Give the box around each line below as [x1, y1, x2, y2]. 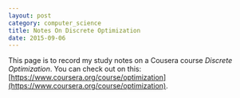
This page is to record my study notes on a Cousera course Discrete [8, 56, 233, 65]
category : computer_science [8, 19, 102, 27]
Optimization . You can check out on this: [8, 65, 142, 74]
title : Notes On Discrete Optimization [8, 26, 141, 34]
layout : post [8, 11, 52, 20]
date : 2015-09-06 [8, 33, 66, 42]
